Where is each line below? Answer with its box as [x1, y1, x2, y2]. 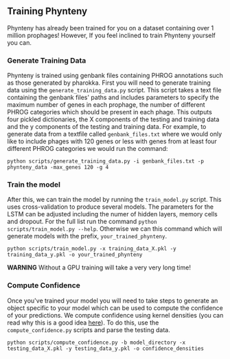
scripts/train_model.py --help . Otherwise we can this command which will [7, 225, 222, 233]
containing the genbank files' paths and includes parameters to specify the [7, 93, 220, 102]
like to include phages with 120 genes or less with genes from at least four [7, 137, 218, 145]
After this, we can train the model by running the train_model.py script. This [7, 196, 222, 204]
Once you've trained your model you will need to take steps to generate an [7, 296, 218, 305]
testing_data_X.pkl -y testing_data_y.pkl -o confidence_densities [7, 345, 205, 352]
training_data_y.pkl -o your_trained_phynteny [7, 252, 143, 258]
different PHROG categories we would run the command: [7, 145, 168, 153]
